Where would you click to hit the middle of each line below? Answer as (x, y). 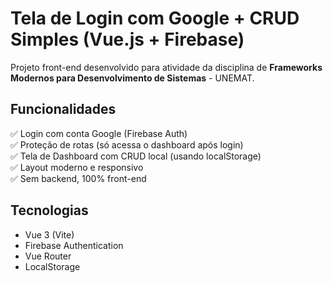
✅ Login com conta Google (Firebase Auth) (99, 133)
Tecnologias (49, 210)
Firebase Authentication (74, 245)
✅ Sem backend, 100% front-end (78, 178)
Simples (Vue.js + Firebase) (127, 39)
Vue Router (48, 256)
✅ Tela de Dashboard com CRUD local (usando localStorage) (136, 156)
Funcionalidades (63, 109)
